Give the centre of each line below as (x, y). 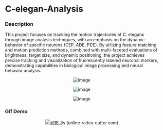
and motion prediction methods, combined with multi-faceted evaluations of (81, 50)
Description (19, 24)
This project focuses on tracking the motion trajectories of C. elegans (75, 34)
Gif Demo (16, 112)
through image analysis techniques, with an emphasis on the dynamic (75, 40)
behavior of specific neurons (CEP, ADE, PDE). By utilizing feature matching (81, 45)
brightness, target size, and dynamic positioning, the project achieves (75, 55)
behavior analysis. (23, 71)
